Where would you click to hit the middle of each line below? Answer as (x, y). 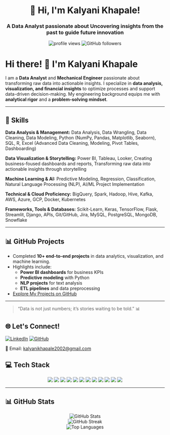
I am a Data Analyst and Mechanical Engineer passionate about (73, 78)
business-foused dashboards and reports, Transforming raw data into (78, 164)
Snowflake (16, 220)
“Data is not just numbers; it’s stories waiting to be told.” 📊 (79, 309)
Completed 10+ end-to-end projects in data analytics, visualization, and (88, 256)
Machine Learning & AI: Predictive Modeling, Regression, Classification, (80, 179)
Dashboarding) (21, 148)
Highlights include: (32, 267)
